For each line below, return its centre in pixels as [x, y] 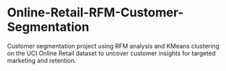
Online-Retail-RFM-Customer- [95, 13]
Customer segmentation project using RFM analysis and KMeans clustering [113, 46]
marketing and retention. [42, 60]
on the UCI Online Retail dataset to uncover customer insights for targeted [111, 53]
